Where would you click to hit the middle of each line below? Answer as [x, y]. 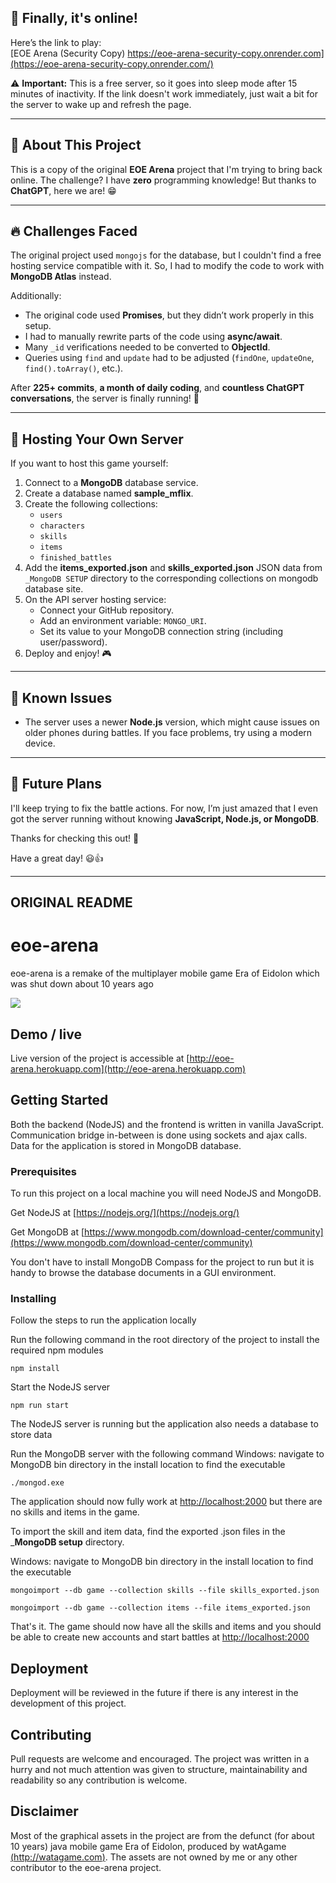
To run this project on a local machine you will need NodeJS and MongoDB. [166, 1193]
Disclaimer [44, 1811]
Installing [33, 1299]
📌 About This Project [76, 145]
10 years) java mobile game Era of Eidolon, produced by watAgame [148, 1846]
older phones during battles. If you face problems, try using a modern [168, 733]
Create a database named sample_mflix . [109, 493]
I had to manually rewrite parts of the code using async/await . [153, 337]
